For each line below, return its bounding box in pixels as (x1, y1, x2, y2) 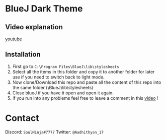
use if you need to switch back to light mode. (12, 74, 105, 80)
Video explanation (5, 23, 63, 31)
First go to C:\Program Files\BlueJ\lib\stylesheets (12, 63, 119, 70)
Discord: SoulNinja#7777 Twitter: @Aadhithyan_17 (5, 129, 104, 135)
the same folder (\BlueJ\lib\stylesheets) (12, 84, 93, 90)
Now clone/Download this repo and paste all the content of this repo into (12, 79, 162, 85)
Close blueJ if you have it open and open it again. (12, 90, 114, 96)
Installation (5, 50, 41, 59)
